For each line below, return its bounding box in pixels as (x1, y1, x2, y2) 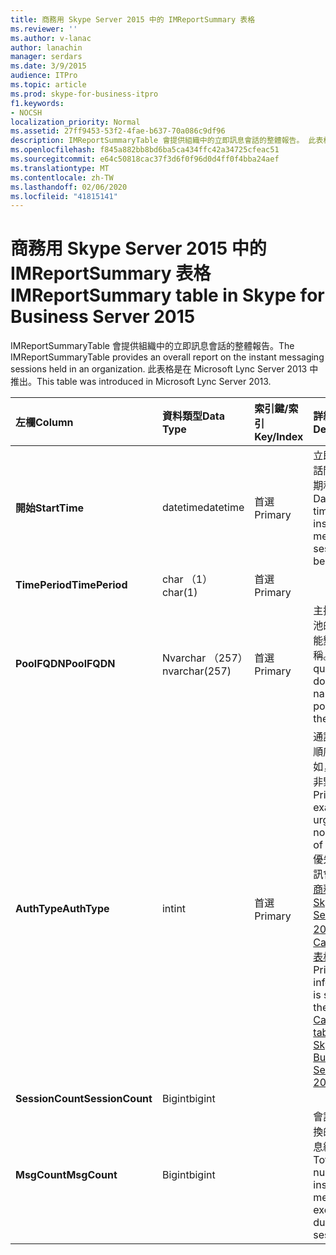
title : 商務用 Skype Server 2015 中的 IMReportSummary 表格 (10, 14, 256, 25)
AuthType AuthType (15, 902, 110, 916)
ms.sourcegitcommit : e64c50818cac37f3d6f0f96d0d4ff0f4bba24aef (10, 154, 280, 164)
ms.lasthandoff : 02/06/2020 (10, 182, 128, 192)
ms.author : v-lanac (10, 33, 92, 43)
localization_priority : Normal (10, 117, 141, 127)
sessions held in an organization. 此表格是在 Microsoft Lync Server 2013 (10, 363, 308, 375)
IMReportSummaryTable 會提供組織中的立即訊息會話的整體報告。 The (10, 340, 295, 352)
